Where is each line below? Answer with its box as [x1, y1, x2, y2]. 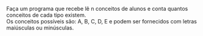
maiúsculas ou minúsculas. [6, 24, 74, 31]
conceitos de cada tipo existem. [6, 11, 86, 19]
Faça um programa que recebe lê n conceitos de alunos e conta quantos [6, 5, 188, 12]
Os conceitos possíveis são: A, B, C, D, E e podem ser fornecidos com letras [6, 18, 198, 25]
